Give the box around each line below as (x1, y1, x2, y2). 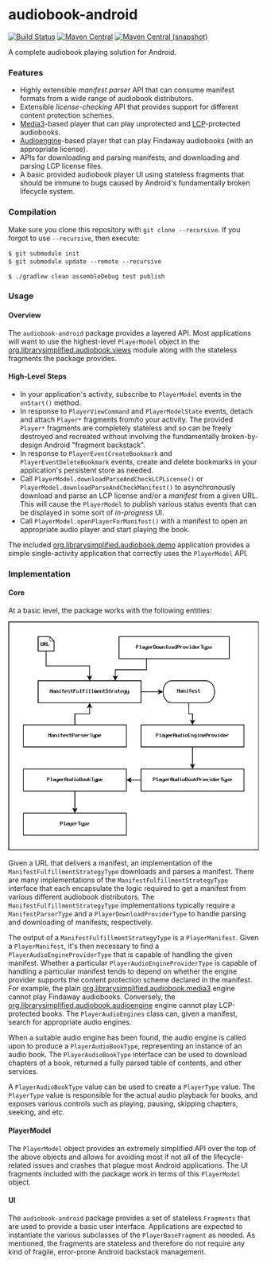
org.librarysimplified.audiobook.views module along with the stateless (8, 344, 238, 355)
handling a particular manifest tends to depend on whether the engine (8, 966, 238, 976)
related (8, 1160, 32, 1170)
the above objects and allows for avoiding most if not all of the (8, 1152, 212, 1161)
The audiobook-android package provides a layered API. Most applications (8, 328, 252, 337)
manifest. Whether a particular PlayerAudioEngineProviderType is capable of (8, 959, 257, 968)
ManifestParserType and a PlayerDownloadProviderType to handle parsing (8, 909, 246, 919)
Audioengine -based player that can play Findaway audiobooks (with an (19, 136, 253, 146)
